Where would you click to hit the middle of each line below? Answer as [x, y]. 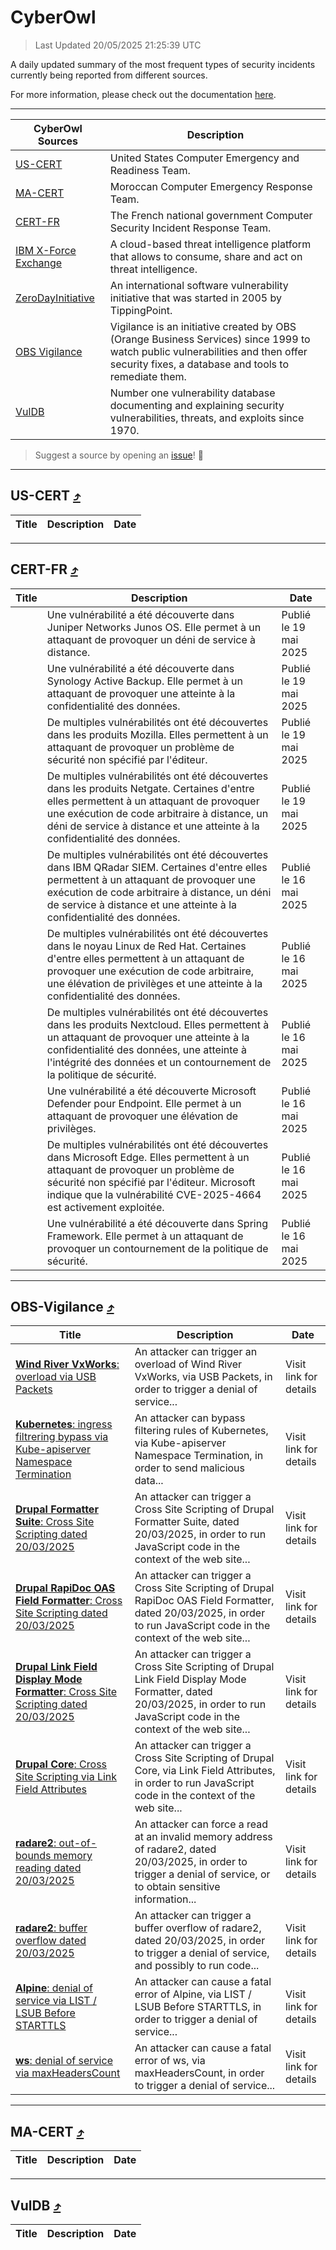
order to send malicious [190, 1468]
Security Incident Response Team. [190, 228]
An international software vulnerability [199, 285]
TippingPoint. [141, 310]
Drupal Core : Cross [61, 1764]
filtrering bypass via [62, 1437]
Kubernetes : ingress [64, 1424]
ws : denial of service [64, 2061]
